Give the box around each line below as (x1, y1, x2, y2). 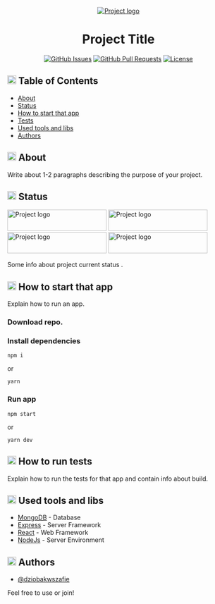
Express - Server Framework (17, 521, 102, 529)
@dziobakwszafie (17, 575, 70, 584)
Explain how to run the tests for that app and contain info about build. (7, 474, 209, 483)
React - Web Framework (17, 529, 89, 537)
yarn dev (7, 436, 33, 443)
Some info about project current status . (7, 261, 123, 269)
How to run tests (18, 455, 93, 468)
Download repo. (7, 317, 63, 327)
